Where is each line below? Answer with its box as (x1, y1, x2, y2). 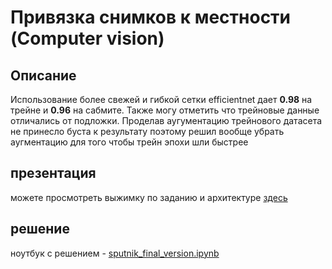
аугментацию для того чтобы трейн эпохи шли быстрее (10, 136, 249, 148)
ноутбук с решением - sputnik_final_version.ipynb (10, 247, 220, 259)
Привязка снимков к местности (10, 6, 292, 29)
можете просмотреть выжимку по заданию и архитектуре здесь (10, 191, 288, 203)
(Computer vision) (10, 27, 165, 50)
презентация (10, 165, 97, 182)
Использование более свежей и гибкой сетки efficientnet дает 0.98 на (10, 94, 313, 105)
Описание (10, 67, 77, 84)
